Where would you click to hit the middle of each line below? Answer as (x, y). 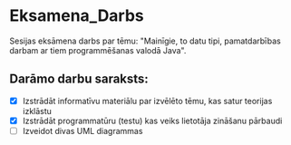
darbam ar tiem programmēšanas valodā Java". (98, 50)
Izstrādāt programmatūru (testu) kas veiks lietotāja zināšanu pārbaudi (152, 121)
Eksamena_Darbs (77, 16)
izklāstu (37, 111)
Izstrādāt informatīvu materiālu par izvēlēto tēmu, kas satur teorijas (147, 101)
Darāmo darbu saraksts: (79, 79)
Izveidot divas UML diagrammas (82, 130)
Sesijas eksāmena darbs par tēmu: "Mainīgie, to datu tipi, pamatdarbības (145, 41)
